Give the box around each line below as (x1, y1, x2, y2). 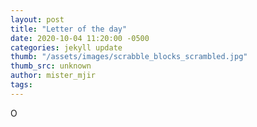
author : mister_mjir (10, 71, 97, 81)
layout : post (10, 14, 65, 25)
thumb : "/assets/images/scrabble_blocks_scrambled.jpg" (10, 52, 248, 62)
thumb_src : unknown (10, 61, 92, 71)
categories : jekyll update (10, 42, 123, 53)
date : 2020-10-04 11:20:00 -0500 (10, 33, 150, 43)
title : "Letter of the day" (10, 24, 128, 34)
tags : (10, 80, 33, 90)
